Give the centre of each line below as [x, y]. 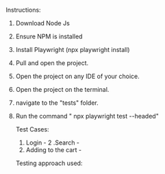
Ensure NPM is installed [49, 36]
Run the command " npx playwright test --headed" [87, 116]
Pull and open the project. [52, 63]
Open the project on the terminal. [62, 89]
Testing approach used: [49, 163]
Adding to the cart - [54, 150]
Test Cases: [32, 129]
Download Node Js [43, 23]
